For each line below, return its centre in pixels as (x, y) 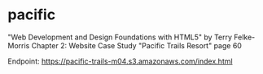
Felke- (245, 37)
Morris (19, 45)
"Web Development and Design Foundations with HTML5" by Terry (120, 37)
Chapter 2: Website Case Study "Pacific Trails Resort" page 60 (136, 45)
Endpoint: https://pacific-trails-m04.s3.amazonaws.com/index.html (120, 61)
